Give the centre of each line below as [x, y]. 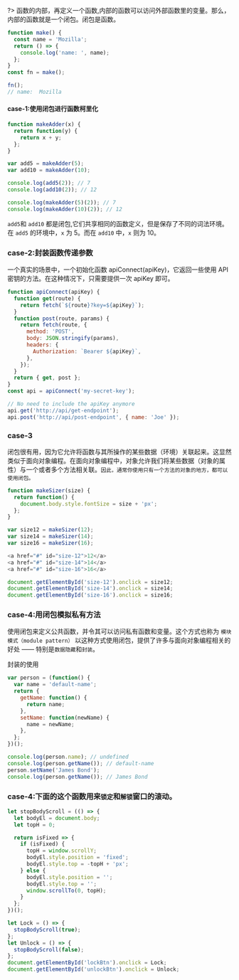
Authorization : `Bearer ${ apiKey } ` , [87, 351]
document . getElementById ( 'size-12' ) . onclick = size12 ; [90, 582]
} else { [33, 870]
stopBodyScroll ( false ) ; [49, 949]
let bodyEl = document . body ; [57, 818]
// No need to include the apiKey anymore [71, 404]
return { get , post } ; [47, 378]
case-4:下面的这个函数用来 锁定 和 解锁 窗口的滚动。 [92, 797]
